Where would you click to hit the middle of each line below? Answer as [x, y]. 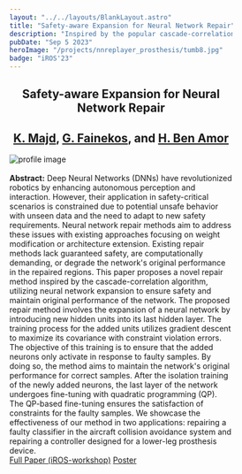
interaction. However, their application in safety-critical [109, 197]
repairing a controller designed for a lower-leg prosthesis [113, 441]
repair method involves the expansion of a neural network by [120, 310]
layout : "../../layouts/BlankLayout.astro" [91, 17]
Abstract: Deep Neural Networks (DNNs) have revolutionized [121, 179]
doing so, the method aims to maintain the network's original [120, 366]
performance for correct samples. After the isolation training [119, 376]
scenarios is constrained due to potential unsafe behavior [114, 206]
